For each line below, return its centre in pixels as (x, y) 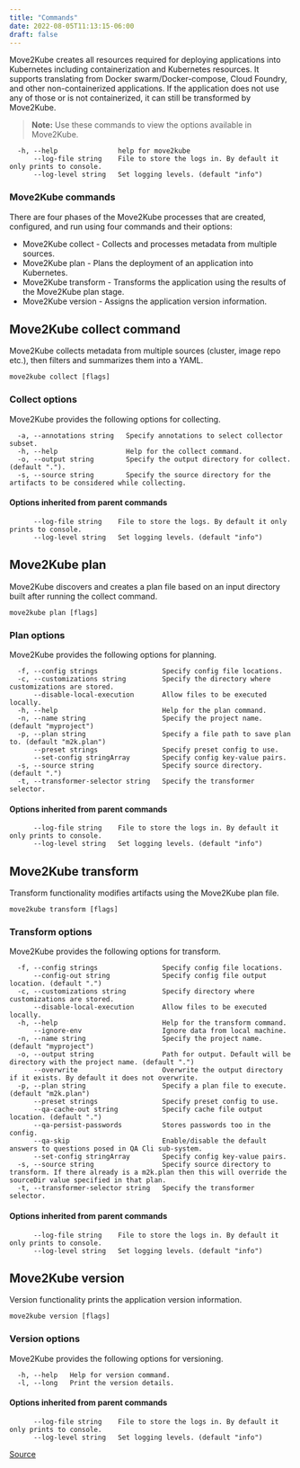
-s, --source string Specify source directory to (144, 1165)
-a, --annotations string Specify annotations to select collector (150, 436)
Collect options (44, 399)
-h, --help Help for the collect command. (130, 451)
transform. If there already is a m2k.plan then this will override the (148, 1173)
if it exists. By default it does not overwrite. (104, 1078)
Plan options (37, 635)
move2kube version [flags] (60, 1317)
